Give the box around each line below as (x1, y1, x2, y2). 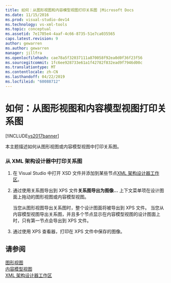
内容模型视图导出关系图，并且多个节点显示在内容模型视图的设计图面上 (12, 211, 161, 217)
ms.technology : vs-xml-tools (5, 22, 67, 27)
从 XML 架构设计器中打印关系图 (5, 157, 83, 165)
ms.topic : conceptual (5, 27, 52, 32)
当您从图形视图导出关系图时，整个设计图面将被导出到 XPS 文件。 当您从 (12, 205, 164, 211)
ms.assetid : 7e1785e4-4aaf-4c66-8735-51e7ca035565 (5, 31, 115, 36)
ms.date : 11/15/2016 (5, 12, 50, 17)
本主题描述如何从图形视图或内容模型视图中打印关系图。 (5, 143, 121, 149)
